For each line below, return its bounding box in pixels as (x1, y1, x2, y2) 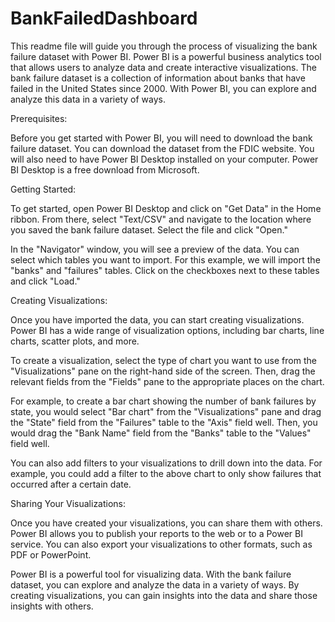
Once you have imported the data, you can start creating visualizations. (10, 313, 305, 326)
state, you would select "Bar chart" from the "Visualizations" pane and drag (10, 405, 322, 417)
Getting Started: (10, 183, 77, 195)
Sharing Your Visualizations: (10, 497, 127, 509)
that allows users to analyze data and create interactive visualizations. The (10, 61, 317, 73)
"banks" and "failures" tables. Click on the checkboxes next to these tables (10, 264, 320, 276)
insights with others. (10, 600, 94, 612)
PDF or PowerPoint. (10, 548, 92, 561)
